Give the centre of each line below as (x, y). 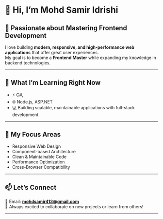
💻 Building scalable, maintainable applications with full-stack (73, 107)
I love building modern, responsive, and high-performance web (70, 47)
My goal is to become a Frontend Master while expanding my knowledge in (81, 58)
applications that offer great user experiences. (52, 52)
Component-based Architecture (44, 151)
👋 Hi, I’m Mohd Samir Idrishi (62, 10)
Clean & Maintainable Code (39, 157)
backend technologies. (28, 63)
